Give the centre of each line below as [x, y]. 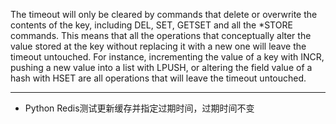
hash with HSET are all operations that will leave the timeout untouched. [158, 78]
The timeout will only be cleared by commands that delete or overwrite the [164, 14]
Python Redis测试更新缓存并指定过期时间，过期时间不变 [139, 108]
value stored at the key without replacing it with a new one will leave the [158, 46]
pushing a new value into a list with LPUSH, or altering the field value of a [161, 67]
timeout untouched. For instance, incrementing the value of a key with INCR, [167, 57]
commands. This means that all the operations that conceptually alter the [161, 35]
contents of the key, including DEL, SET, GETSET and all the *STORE [151, 25]
